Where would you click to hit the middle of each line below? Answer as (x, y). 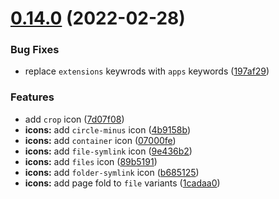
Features (32, 97)
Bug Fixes (35, 50)
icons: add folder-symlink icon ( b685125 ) (112, 172)
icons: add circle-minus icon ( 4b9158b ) (107, 129)
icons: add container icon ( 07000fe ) (100, 140)
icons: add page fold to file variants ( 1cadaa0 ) (122, 183)
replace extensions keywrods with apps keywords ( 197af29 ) (147, 71)
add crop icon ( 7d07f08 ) (74, 119)
